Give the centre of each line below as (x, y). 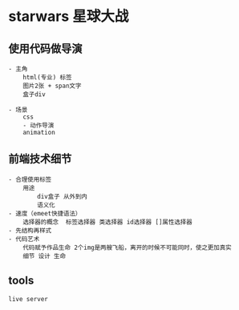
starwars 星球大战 (69, 16)
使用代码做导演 (45, 48)
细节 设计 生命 (45, 256)
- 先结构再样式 (30, 230)
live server (28, 299)
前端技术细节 (40, 159)
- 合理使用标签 (30, 179)
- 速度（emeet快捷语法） (45, 213)
